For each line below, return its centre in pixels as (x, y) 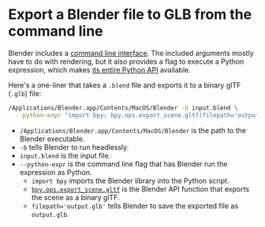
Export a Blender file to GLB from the (130, 15)
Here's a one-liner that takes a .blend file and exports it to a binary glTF (125, 85)
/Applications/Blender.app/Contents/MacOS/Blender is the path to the (133, 130)
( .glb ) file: (25, 93)
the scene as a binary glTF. (75, 197)
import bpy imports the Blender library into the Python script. (130, 180)
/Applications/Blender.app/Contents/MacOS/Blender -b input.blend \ (123, 108)
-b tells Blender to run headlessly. (74, 147)
